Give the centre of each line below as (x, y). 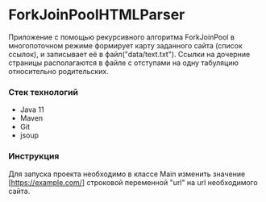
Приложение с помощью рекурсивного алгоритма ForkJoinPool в (122, 37)
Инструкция (34, 156)
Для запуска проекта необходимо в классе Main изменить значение (127, 174)
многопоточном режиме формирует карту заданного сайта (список (126, 45)
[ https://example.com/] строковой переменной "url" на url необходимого (133, 182)
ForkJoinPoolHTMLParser (97, 15)
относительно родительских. (58, 71)
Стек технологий (44, 92)
